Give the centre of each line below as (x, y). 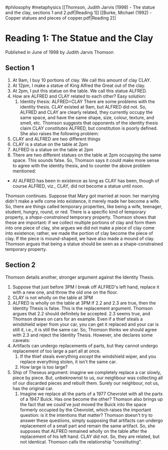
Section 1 (20, 68)
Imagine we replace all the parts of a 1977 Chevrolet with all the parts (91, 394)
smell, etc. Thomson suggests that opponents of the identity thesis (89, 123)
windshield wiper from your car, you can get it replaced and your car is (86, 324)
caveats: (21, 340)
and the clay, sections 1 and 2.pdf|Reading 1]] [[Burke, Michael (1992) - (78, 13)
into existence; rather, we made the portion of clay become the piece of (79, 233)
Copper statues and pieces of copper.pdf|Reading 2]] (61, 18)
